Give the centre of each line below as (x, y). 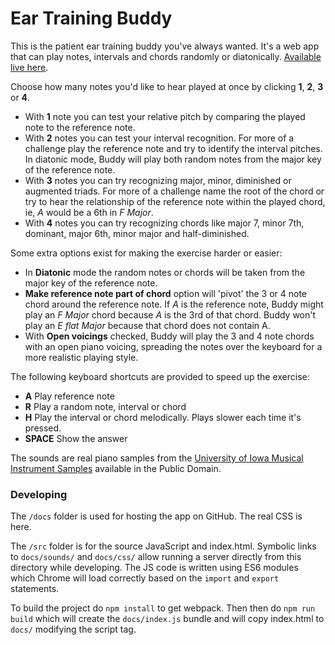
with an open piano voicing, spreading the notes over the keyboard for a (173, 346)
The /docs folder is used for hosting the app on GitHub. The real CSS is (156, 516)
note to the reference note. (80, 127)
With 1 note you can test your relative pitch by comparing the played (165, 116)
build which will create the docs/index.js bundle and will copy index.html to (167, 619)
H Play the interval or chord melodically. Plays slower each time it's (163, 417)
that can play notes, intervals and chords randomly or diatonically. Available (166, 56)
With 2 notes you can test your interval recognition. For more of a (159, 138)
